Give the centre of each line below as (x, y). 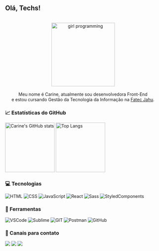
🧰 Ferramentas (23, 209)
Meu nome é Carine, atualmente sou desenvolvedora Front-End (83, 94)
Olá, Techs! (23, 8)
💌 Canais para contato (32, 233)
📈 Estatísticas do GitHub (36, 113)
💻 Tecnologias (23, 184)
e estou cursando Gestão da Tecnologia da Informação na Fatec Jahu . (83, 99)
